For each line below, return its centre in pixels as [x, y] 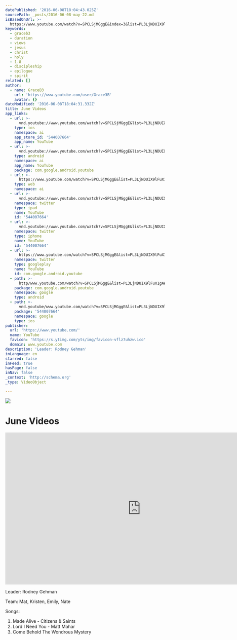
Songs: [13, 611]
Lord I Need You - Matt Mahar [44, 626]
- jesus [18, 48]
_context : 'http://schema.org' [38, 378]
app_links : [17, 114]
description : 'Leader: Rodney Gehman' [46, 349]
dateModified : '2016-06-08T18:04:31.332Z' [51, 104]
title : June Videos [26, 109]
